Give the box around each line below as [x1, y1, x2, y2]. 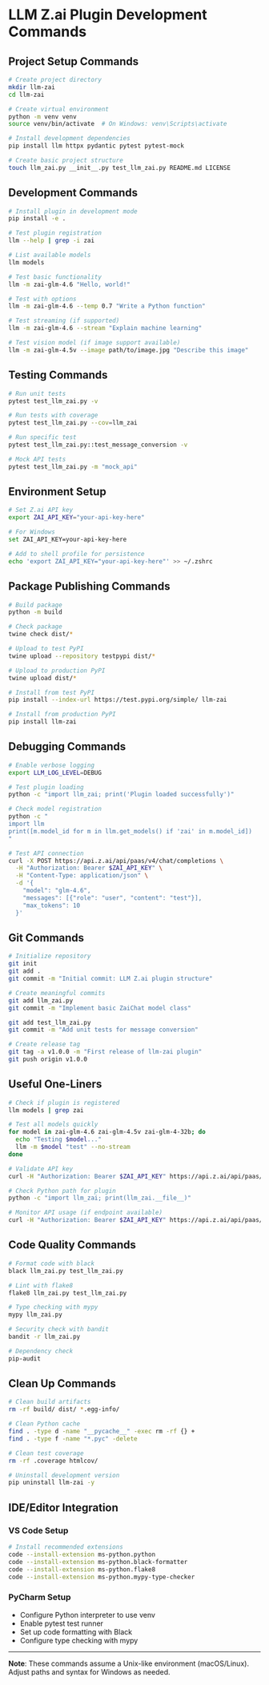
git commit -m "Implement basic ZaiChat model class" [8, 1004, 192, 1012]
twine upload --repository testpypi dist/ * [8, 651, 156, 660]
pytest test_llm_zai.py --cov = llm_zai [8, 419, 138, 427]
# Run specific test [8, 433, 78, 441]
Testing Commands [8, 369, 108, 382]
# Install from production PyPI [8, 711, 116, 719]
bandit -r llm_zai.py [8, 1332, 81, 1340]
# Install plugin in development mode [8, 207, 138, 216]
